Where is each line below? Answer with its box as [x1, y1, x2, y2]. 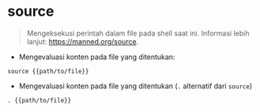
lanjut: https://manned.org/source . [26, 36, 139, 46]
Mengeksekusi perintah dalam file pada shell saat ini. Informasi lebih [26, 28, 250, 38]
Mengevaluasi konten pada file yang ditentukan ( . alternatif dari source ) [18, 81, 253, 91]
